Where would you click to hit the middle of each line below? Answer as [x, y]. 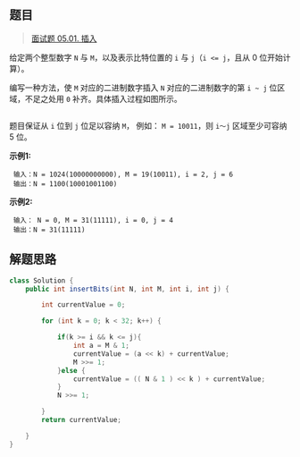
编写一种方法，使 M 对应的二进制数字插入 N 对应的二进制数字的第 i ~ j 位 [143, 88]
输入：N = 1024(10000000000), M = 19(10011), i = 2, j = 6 [123, 174]
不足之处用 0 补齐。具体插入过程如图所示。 [104, 98]
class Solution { [42, 280]
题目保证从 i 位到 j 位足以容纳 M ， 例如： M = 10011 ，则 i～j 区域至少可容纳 [148, 125]
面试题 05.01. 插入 [64, 38]
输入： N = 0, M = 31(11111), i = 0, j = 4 [93, 220]
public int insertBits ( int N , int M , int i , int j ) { [127, 289]
